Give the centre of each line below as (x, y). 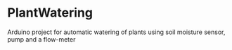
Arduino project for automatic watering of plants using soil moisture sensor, (116, 32)
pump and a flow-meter (41, 39)
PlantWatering (50, 13)
